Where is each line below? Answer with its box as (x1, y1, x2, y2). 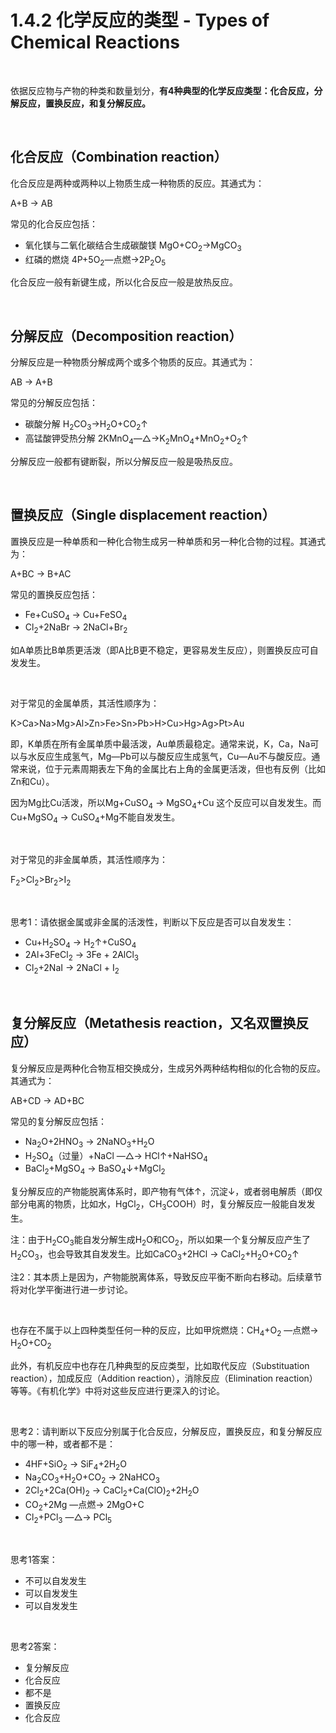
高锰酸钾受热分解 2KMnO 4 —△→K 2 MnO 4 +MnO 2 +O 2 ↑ (24, 432, 249, 446)
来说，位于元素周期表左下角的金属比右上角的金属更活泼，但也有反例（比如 (18, 763, 326, 775)
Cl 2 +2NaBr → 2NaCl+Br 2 (24, 621, 128, 636)
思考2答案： (10, 1641, 60, 1653)
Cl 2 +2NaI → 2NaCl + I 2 (24, 962, 120, 976)
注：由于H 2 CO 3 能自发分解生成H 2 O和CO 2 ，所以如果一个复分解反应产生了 (10, 1233, 311, 1248)
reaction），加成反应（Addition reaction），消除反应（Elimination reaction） (10, 1372, 318, 1385)
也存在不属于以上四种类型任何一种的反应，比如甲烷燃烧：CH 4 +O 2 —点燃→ (10, 1324, 319, 1338)
